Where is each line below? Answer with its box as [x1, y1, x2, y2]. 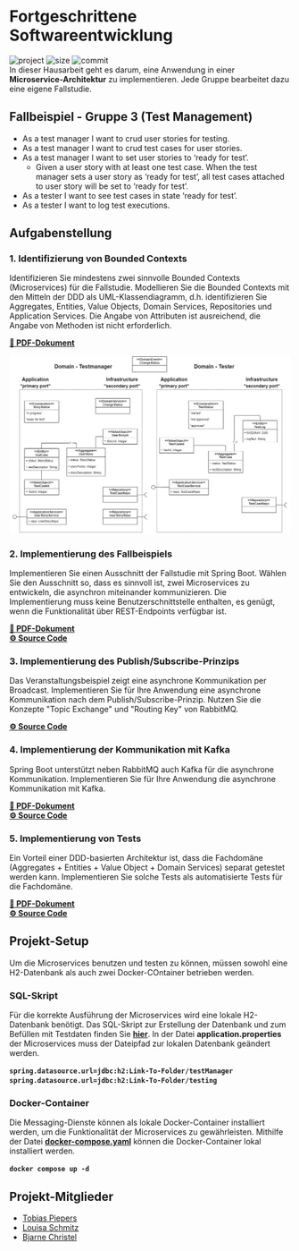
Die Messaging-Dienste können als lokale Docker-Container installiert [9, 1117, 265, 1128]
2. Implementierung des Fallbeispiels [9, 548, 172, 560]
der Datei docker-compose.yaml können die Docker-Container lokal [9, 1136, 262, 1147]
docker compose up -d [9, 1165, 90, 1174]
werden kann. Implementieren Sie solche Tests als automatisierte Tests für [9, 872, 283, 882]
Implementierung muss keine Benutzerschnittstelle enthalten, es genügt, [9, 597, 276, 608]
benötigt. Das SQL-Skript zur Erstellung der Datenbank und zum [51, 1019, 287, 1030]
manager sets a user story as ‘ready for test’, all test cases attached [35, 171, 286, 182]
